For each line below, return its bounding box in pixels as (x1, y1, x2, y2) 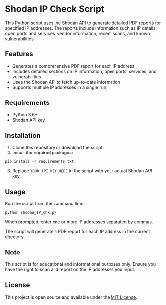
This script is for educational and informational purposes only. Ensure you (5, 261, 156, 267)
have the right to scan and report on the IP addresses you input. (5, 266, 135, 272)
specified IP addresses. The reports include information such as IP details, (5, 25, 157, 31)
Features (5, 50, 33, 58)
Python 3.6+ (12, 111, 38, 117)
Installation (5, 131, 41, 140)
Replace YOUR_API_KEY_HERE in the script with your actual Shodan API (12, 168, 152, 174)
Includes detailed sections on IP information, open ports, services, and (12, 68, 157, 74)
